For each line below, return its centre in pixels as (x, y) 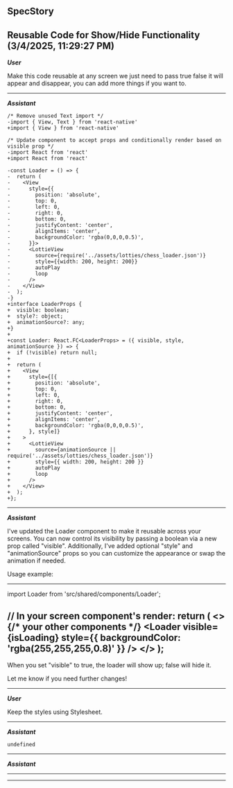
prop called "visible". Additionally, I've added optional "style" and (100, 546)
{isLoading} (33, 637)
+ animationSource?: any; (46, 323)
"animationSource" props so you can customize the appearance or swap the (116, 554)
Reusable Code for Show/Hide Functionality (104, 35)
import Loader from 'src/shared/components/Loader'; (84, 594)
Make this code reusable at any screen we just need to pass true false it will (115, 76)
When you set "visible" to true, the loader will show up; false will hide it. (109, 665)
